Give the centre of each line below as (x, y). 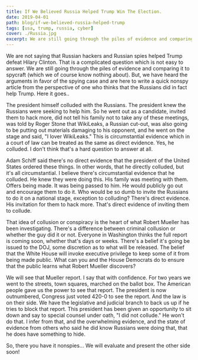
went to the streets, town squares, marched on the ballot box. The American (98, 284)
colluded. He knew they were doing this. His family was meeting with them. (97, 179)
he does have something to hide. (46, 334)
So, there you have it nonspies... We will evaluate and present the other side (98, 346)
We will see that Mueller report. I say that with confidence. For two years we (98, 278)
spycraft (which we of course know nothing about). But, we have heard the (97, 75)
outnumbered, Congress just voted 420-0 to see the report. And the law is (96, 296)
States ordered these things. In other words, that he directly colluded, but (95, 167)
